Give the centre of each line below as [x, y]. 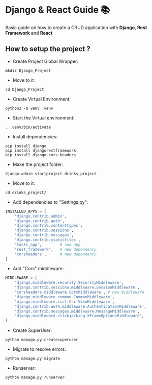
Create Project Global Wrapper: [45, 61]
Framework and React [29, 33]
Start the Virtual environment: [43, 117]
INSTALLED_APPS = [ [26, 211]
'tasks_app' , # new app [48, 245]
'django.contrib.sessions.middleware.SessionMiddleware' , [77, 287]
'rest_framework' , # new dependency [55, 249]
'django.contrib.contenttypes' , [49, 226]
